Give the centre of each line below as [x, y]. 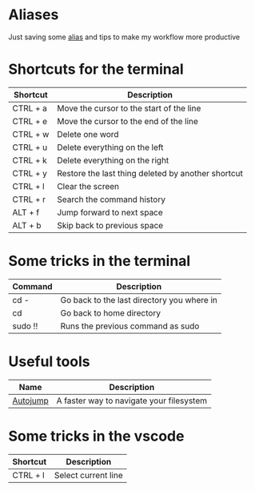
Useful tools [49, 361]
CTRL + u [30, 147]
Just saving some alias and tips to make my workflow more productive [124, 37]
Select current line [89, 475]
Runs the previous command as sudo [130, 326]
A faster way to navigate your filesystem [132, 400]
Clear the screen [88, 186]
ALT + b [27, 225]
